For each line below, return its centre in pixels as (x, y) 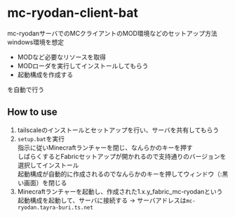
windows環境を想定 (36, 42)
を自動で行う (26, 89)
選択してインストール (48, 165)
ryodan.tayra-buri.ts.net (55, 207)
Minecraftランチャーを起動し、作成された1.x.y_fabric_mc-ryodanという (120, 191)
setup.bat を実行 (41, 139)
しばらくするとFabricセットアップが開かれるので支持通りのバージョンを (122, 156)
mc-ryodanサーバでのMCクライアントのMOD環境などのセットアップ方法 (112, 33)
